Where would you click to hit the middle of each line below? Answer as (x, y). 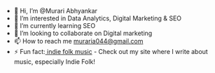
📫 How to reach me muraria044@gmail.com (78, 41)
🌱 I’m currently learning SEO (55, 26)
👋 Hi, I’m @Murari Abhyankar (56, 11)
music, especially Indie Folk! (55, 62)
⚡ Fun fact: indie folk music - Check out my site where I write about (111, 52)
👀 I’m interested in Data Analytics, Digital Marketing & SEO (98, 18)
